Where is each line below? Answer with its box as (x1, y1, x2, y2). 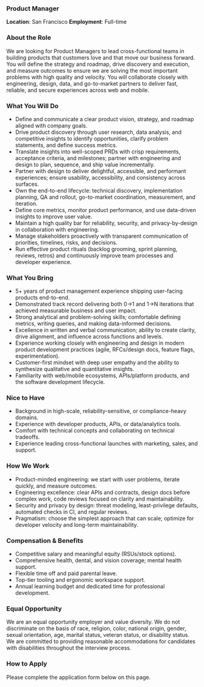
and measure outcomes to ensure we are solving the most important (6, 67, 178, 74)
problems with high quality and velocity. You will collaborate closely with (6, 73, 188, 81)
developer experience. (15, 258, 72, 265)
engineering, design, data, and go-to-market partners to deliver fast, (6, 79, 178, 87)
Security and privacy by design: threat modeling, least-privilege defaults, (15, 501, 199, 509)
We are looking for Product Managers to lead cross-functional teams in (6, 47, 185, 54)
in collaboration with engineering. (15, 226, 99, 233)
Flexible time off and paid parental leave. (15, 570, 118, 577)
